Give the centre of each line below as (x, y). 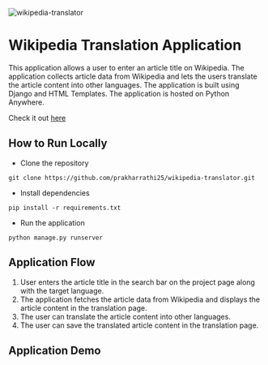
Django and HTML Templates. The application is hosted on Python (119, 93)
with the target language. (62, 290)
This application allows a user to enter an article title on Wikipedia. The (126, 67)
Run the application (52, 222)
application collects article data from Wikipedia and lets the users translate (133, 76)
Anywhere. (26, 102)
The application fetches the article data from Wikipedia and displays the (140, 299)
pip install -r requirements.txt (65, 208)
